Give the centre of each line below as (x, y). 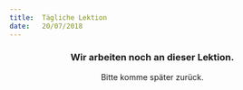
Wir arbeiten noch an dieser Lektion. (152, 58)
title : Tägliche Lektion (58, 18)
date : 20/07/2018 (46, 26)
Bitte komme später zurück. (152, 76)
